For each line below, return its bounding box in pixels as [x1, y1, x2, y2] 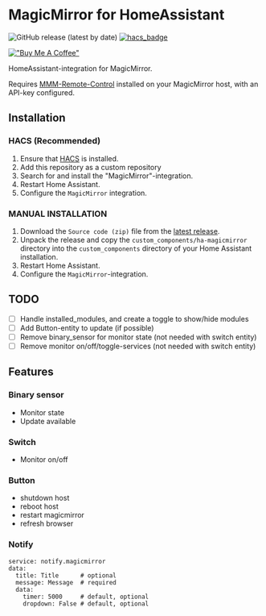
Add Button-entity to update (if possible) [19, 323, 154, 332]
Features [8, 365, 54, 379]
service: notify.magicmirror [8, 557, 106, 565]
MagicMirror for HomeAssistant [8, 6, 225, 24]
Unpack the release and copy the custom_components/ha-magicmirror [19, 235, 248, 244]
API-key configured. [8, 87, 75, 98]
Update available [19, 416, 76, 426]
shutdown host [19, 493, 70, 503]
